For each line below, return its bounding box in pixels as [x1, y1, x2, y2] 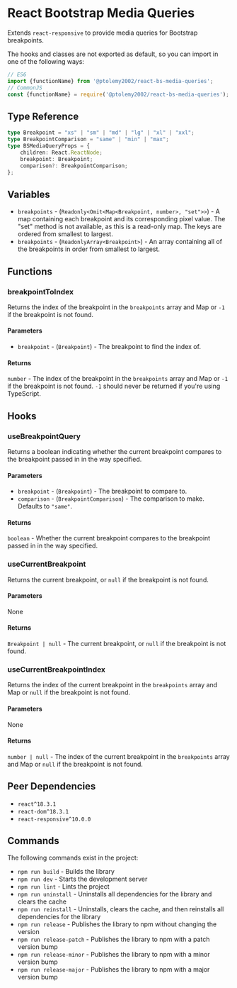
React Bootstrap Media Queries [7, 5, 195, 21]
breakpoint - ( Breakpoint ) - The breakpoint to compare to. [17, 487, 187, 496]
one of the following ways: [7, 57, 85, 65]
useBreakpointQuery [7, 431, 81, 441]
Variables [7, 188, 51, 200]
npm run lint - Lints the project [17, 882, 110, 891]
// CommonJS [7, 84, 42, 91]
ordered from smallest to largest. [17, 230, 113, 238]
